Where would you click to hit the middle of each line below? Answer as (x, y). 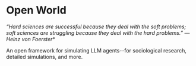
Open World (36, 10)
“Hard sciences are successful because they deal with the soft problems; (96, 27)
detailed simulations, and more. (45, 57)
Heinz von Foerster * (31, 39)
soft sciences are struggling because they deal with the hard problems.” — (98, 32)
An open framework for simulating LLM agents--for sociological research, (97, 50)
